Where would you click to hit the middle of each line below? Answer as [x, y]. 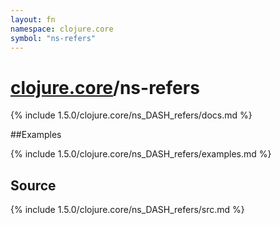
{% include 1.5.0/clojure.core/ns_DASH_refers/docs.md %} [131, 115]
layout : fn [33, 19]
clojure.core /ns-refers [105, 87]
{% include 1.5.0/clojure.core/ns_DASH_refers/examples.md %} [141, 154]
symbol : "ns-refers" [53, 38]
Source [33, 185]
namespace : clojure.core [62, 29]
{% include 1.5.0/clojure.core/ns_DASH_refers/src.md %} [127, 210]
